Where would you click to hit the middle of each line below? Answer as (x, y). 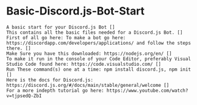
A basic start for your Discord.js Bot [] (61, 27)
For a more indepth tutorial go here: (55, 91)
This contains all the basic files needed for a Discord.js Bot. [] (95, 32)
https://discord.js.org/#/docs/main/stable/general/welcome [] (88, 85)
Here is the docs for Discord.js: (50, 80)
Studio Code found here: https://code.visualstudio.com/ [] (84, 64)
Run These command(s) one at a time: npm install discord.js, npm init (98, 69)
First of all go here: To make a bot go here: (66, 37)
